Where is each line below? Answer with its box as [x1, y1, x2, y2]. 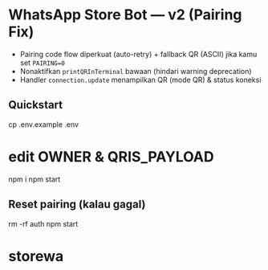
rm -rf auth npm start [8, 219, 79, 228]
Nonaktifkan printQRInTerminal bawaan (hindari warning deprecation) [19, 66, 252, 76]
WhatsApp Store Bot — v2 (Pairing [8, 6, 242, 24]
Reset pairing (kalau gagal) [8, 198, 146, 211]
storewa [8, 247, 64, 265]
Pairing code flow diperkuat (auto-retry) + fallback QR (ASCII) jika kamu [19, 49, 258, 59]
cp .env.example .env [8, 119, 79, 129]
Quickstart [8, 98, 63, 112]
